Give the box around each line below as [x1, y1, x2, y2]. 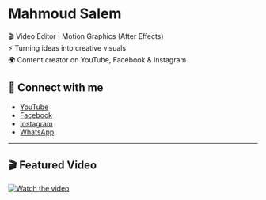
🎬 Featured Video [8, 159, 97, 172]
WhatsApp [19, 127, 55, 137]
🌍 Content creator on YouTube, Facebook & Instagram [8, 55, 187, 64]
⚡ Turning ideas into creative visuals [8, 43, 127, 52]
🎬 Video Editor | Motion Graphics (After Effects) [8, 31, 164, 40]
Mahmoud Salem [8, 5, 122, 23]
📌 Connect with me [8, 81, 104, 95]
